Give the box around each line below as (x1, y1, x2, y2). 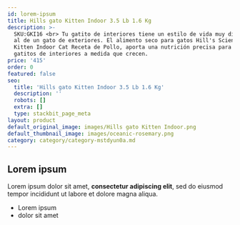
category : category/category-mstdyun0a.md (7, 136, 136, 144)
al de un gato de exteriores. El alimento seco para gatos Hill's (14, 37, 216, 44)
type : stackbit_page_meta (14, 110, 91, 117)
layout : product (7, 116, 56, 124)
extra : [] (14, 104, 43, 111)
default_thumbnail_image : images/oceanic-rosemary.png (7, 130, 174, 137)
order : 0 (7, 64, 34, 71)
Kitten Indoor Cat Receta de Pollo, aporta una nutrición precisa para (14, 44, 232, 51)
